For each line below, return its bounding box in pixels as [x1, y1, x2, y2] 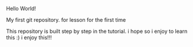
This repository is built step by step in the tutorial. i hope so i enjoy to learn [6, 28, 188, 35]
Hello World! [6, 5, 37, 12]
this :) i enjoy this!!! [6, 34, 52, 41]
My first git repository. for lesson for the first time [6, 16, 126, 23]
